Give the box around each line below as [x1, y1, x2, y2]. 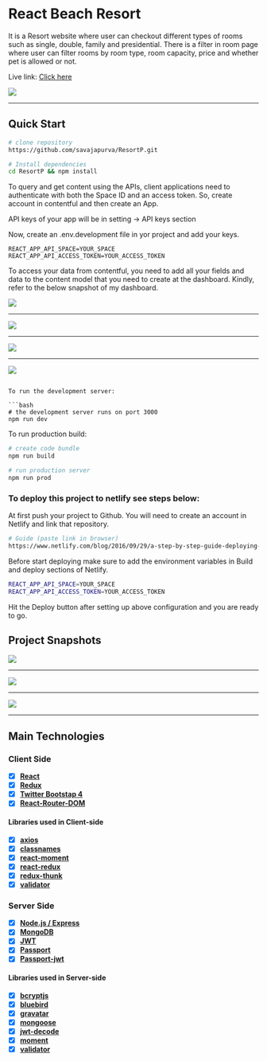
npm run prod [8, 474, 52, 482]
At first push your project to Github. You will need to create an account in [8, 511, 247, 521]
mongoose [19, 1017, 57, 1027]
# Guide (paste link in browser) [8, 535, 119, 543]
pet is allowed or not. [8, 57, 77, 66]
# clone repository [8, 138, 73, 146]
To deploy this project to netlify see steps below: [8, 493, 200, 504]
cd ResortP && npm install [8, 168, 98, 176]
